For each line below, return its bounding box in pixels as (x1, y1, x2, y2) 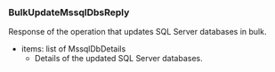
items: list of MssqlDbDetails (20, 44, 126, 54)
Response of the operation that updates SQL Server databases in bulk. (8, 27, 267, 37)
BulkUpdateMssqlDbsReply (8, 6, 130, 19)
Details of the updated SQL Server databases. (34, 53, 203, 64)
